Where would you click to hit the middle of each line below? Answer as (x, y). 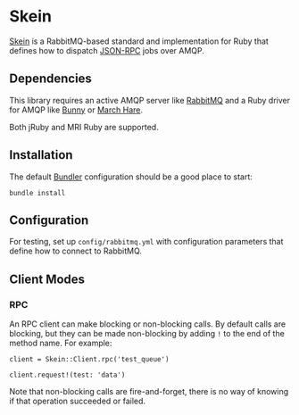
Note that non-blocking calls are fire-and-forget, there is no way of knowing (149, 392)
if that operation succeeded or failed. (77, 401)
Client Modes (47, 279)
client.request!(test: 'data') (67, 375)
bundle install (37, 193)
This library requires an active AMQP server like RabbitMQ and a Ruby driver (149, 100)
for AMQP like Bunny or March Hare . (76, 110)
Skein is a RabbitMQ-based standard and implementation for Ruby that (139, 41)
